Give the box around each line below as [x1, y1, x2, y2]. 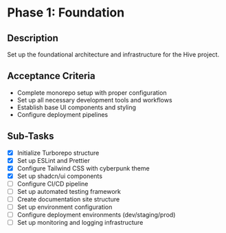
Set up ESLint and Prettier [16, 156, 91, 164]
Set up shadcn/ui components [16, 172, 103, 180]
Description [7, 32, 58, 44]
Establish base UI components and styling [16, 103, 136, 111]
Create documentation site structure [16, 195, 120, 203]
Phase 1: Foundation [7, 5, 125, 21]
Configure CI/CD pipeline [16, 179, 89, 188]
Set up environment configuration [16, 203, 113, 211]
